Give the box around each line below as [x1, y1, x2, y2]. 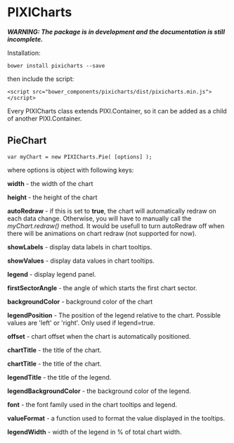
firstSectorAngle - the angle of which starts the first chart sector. [7, 283, 197, 292]
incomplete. [7, 35, 44, 43]
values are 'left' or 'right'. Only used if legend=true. [7, 318, 155, 327]
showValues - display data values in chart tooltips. [7, 256, 155, 265]
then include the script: [7, 75, 74, 83]
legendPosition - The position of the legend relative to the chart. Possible [7, 311, 221, 319]
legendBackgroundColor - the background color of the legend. [7, 387, 191, 395]
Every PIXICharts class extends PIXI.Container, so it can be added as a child [7, 106, 227, 115]
